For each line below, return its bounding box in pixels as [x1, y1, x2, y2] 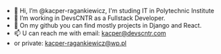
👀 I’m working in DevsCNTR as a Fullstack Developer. [13, 14, 166, 22]
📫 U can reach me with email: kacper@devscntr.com [13, 29, 166, 37]
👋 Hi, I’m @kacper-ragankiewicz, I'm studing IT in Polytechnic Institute [13, 7, 215, 15]
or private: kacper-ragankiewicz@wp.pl [13, 39, 127, 47]
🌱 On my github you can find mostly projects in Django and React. [13, 21, 202, 29]
